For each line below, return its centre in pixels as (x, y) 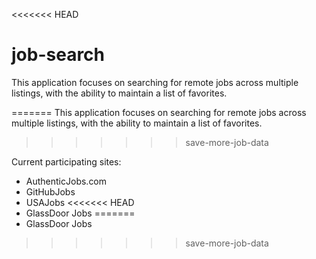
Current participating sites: (66, 161)
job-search (58, 55)
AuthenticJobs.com (66, 181)
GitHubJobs (50, 191)
